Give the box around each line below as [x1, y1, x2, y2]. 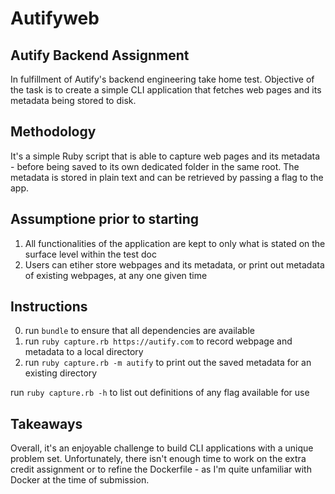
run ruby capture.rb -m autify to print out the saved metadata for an [24, 357, 312, 369]
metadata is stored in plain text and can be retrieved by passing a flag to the [10, 171, 324, 183]
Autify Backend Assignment [10, 47, 190, 64]
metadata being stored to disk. [10, 95, 137, 106]
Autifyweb [10, 7, 100, 30]
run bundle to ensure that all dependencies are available [24, 325, 255, 337]
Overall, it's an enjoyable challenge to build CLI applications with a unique [10, 442, 314, 454]
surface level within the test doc [24, 248, 157, 260]
